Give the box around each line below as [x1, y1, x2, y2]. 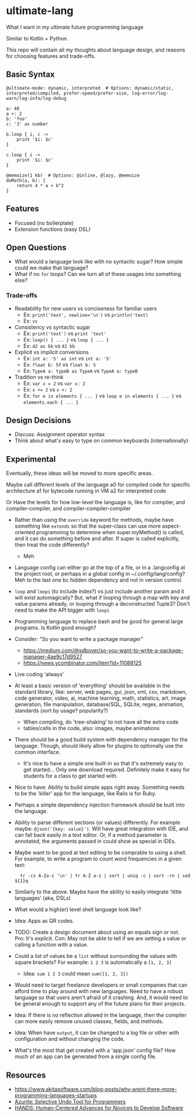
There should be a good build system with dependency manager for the [14, 736, 188, 743]
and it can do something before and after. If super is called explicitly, [14, 535, 180, 542]
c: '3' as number [6, 121, 49, 127]
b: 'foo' [6, 116, 27, 122]
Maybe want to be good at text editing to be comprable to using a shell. [14, 849, 187, 856]
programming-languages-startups [14, 1092, 97, 1099]
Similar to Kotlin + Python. [6, 35, 68, 42]
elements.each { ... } [23, 399, 79, 406]
